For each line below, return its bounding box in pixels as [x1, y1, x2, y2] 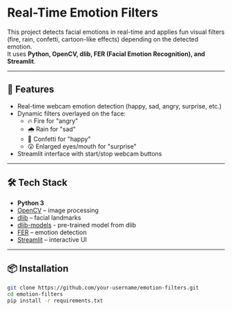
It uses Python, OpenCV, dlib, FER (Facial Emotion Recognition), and [7, 50, 206, 58]
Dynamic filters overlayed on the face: [17, 109, 126, 117]
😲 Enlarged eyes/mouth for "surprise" [27, 142, 137, 150]
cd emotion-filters [7, 291, 64, 298]
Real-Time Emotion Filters [7, 5, 159, 21]
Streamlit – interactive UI [17, 235, 88, 243]
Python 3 [17, 198, 45, 207]
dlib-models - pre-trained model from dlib [17, 220, 137, 229]
